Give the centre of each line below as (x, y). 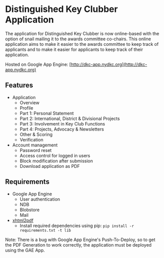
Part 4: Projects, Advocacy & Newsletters (62, 129)
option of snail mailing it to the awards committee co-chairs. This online (78, 39)
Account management (35, 145)
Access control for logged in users (55, 155)
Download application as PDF (50, 166)
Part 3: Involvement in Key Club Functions (62, 124)
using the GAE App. (25, 250)
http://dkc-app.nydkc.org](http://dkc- (109, 64)
